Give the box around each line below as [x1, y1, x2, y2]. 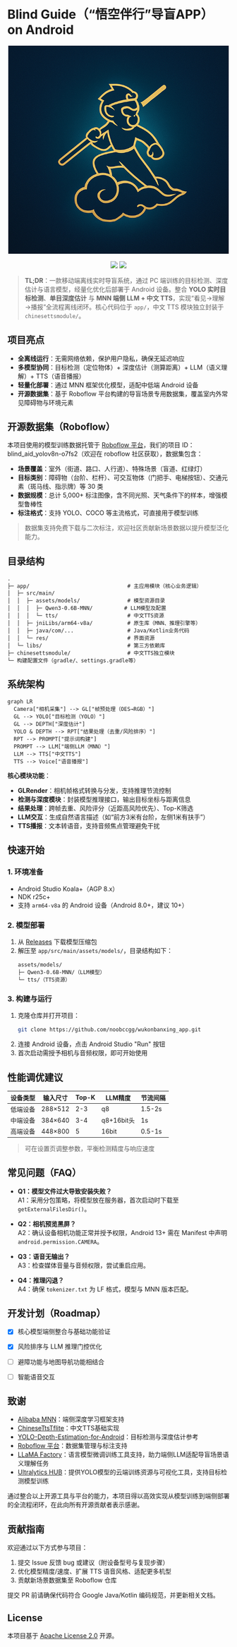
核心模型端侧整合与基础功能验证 [17, 1327, 111, 1336]
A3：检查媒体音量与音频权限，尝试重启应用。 [17, 1260, 150, 1270]
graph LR [7, 698, 33, 705]
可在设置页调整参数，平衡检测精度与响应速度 [24, 1144, 155, 1153]
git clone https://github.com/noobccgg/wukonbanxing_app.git [17, 1026, 202, 1033]
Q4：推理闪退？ [17, 1276, 65, 1284]
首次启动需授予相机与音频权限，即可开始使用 [17, 1049, 148, 1057]
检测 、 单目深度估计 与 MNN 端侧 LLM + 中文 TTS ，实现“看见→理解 [30, 293, 225, 302]
